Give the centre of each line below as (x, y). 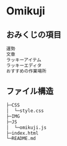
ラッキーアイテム (24, 60)
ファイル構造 (30, 91)
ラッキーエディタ (24, 65)
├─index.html (22, 133)
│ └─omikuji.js (26, 127)
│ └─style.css (25, 111)
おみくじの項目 (34, 34)
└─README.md (21, 139)
